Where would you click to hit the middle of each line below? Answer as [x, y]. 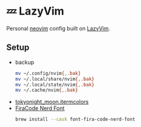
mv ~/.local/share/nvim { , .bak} [55, 79]
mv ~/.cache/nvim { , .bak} [46, 90]
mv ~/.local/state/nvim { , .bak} [55, 84]
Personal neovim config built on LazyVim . [58, 28]
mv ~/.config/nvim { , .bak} [48, 73]
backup [25, 62]
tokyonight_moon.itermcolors [52, 102]
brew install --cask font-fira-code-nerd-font [75, 120]
